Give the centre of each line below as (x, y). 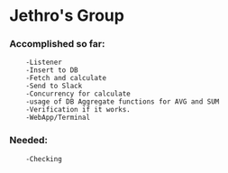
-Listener (44, 63)
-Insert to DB (52, 70)
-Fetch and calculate (66, 78)
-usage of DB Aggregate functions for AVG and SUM (123, 102)
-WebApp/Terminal (58, 118)
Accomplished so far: (57, 44)
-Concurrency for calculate (78, 94)
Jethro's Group (67, 16)
